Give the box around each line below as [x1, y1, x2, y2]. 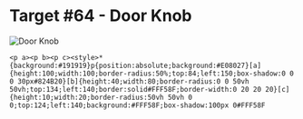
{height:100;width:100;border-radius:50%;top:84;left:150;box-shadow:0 [9, 69, 286, 78]
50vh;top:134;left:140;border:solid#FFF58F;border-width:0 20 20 [9, 84, 261, 94]
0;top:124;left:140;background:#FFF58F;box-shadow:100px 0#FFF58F [9, 101, 266, 110]
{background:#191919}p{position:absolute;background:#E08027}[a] [9, 61, 261, 70]
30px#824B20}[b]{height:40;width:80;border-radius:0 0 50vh [17, 76, 249, 86]
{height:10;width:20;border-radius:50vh [9, 93, 165, 102]
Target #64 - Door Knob [9, 5, 192, 26]
